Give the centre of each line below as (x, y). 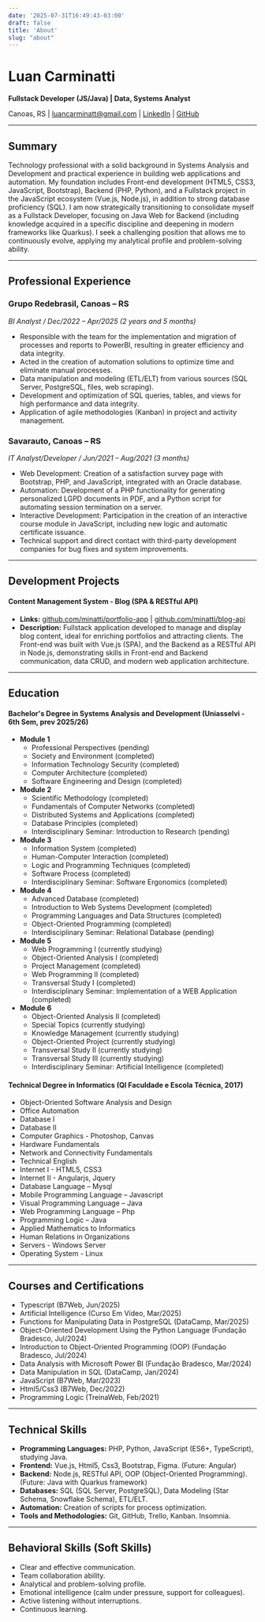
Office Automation (49, 1111)
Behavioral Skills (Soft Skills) (80, 1548)
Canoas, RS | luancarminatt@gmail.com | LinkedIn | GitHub (104, 114)
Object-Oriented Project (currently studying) (103, 1042)
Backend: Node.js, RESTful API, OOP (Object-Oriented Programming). (133, 1474)
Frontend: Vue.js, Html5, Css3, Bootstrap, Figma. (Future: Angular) (128, 1465)
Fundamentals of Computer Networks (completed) (113, 806)
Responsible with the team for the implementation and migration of (128, 336)
